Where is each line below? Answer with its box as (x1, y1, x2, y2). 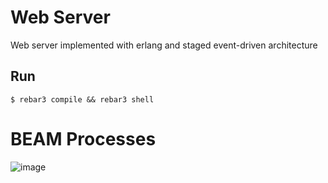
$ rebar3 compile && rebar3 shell (10, 94, 155, 105)
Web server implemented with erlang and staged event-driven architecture (10, 39, 318, 51)
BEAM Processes (10, 127, 157, 150)
